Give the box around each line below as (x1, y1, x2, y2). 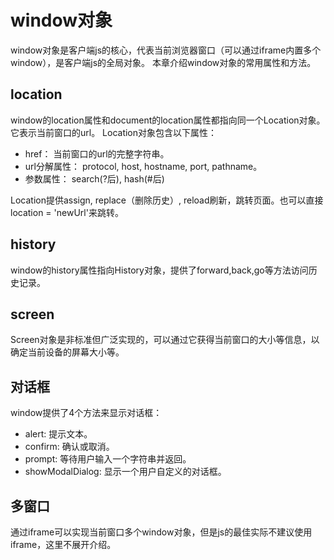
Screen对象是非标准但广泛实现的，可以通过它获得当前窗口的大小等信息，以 (10, 334, 320, 346)
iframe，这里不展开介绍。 (10, 539, 117, 550)
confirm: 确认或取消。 (24, 441, 115, 453)
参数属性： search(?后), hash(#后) (24, 172, 165, 185)
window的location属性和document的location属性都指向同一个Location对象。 (10, 114, 326, 126)
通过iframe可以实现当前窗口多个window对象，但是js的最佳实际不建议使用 (10, 526, 313, 538)
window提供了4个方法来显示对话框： (10, 407, 163, 419)
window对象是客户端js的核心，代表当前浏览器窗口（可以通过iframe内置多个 (10, 44, 322, 56)
